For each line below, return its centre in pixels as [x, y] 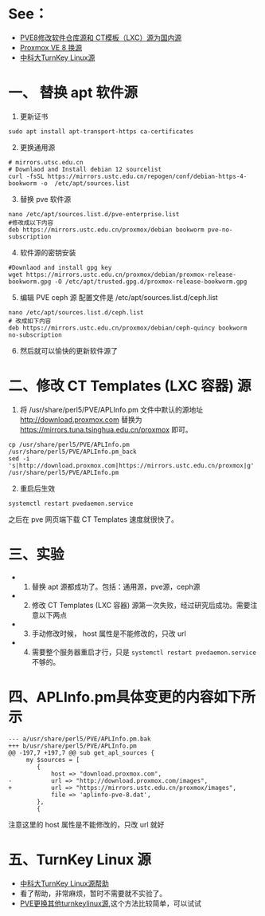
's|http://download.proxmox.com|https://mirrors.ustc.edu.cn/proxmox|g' [131, 465]
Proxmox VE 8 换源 [51, 47]
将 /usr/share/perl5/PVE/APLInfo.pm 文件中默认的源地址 [111, 409]
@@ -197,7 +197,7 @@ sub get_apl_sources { [82, 752]
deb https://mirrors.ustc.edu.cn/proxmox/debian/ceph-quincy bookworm [128, 328]
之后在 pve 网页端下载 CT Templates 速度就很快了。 [94, 519]
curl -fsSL [26, 176]
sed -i [19, 458]
